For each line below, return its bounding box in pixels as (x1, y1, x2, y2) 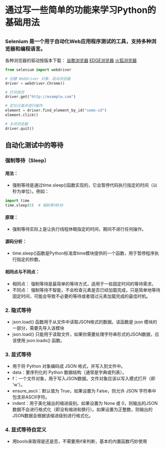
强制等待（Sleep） (5, 157, 50, 164)
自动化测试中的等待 (5, 141, 64, 150)
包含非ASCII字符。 (12, 394, 50, 400)
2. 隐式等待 (5, 306, 32, 313)
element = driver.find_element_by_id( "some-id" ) (5, 108, 107, 113)
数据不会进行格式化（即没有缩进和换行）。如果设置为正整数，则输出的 (12, 406, 153, 412)
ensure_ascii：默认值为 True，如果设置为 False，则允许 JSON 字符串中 (12, 388, 157, 394)
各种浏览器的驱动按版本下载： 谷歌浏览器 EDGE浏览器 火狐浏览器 (5, 57, 137, 63)
